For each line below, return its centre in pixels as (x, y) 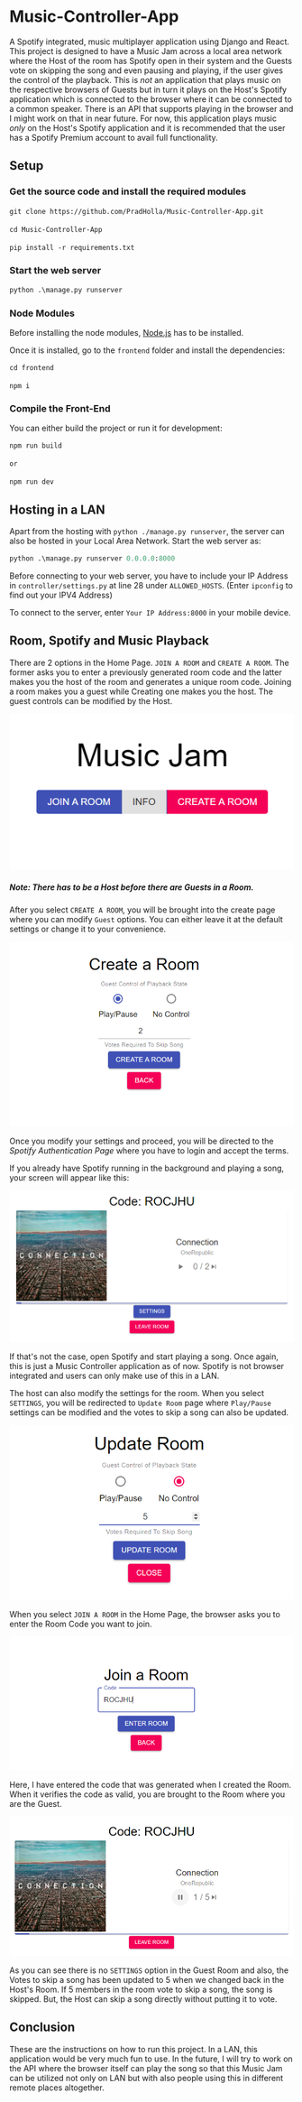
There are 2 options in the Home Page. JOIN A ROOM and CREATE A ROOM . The (150, 662)
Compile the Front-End (60, 409)
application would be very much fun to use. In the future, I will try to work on (151, 2059)
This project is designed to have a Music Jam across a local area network (146, 51)
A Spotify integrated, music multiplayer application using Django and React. (150, 42)
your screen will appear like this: (69, 1178)
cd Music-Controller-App (56, 229)
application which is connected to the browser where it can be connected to (151, 99)
